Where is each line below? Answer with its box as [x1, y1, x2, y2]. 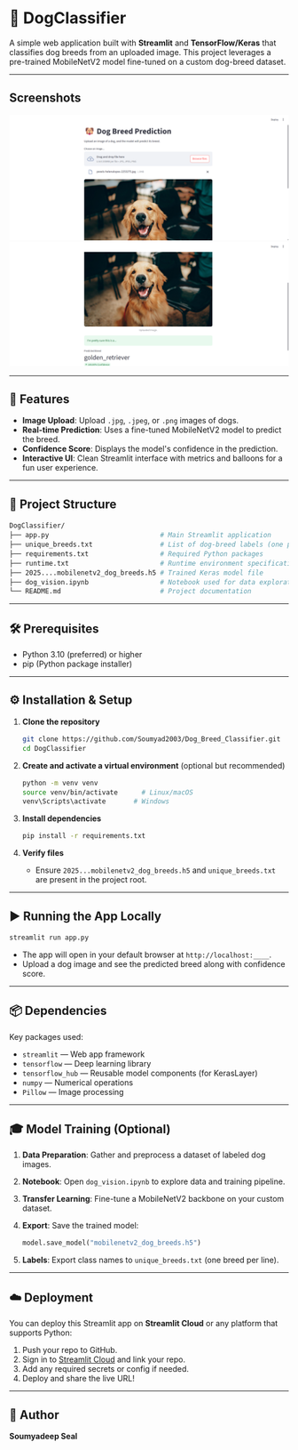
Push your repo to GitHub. [21, 1345, 118, 1356]
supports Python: [9, 1327, 73, 1338]
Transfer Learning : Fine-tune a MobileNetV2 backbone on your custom [21, 1194, 285, 1204]
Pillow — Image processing [21, 1086, 124, 1097]
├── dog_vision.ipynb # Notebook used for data [9, 577, 255, 586]
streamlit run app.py [9, 933, 90, 942]
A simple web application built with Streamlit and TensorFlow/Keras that [9, 37, 277, 48]
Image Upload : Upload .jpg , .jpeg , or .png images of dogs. [21, 415, 239, 426]
